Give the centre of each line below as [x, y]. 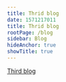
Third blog [21, 71]
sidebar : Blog [27, 39]
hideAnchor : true [32, 45]
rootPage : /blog [30, 32]
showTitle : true [30, 52]
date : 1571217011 [32, 20]
